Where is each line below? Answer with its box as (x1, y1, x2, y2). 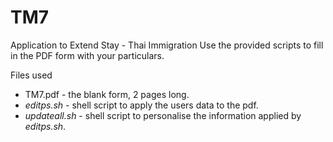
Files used (10, 69, 53, 81)
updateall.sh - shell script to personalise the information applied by (24, 109, 302, 121)
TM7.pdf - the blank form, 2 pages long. (24, 88, 190, 100)
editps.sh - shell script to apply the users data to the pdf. (24, 99, 259, 111)
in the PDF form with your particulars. (10, 49, 165, 61)
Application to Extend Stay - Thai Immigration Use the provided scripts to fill (10, 39, 324, 51)
